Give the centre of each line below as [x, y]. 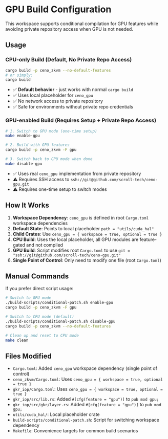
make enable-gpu [23, 136]
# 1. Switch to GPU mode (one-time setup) [51, 131]
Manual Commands [37, 276]
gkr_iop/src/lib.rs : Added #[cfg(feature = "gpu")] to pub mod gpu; [86, 399]
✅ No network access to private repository [58, 101]
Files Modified [29, 356]
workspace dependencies [40, 223]
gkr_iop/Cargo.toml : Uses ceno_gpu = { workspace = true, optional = [88, 389]
